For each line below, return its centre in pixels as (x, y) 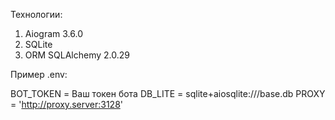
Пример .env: (39, 74)
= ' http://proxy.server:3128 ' (67, 104)
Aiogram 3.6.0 (53, 33)
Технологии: (36, 14)
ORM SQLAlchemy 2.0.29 (77, 55)
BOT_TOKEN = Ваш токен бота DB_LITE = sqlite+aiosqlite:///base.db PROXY (168, 93)
